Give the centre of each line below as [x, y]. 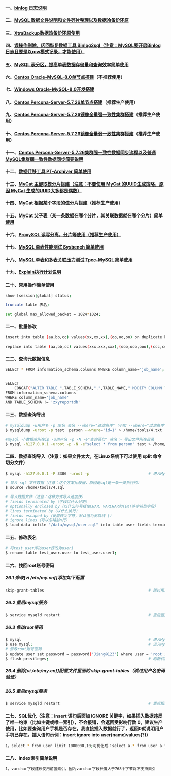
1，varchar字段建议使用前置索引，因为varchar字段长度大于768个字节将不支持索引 [80, 769]
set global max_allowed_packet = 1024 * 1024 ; [53, 314]
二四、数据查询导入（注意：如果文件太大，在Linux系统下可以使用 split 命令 [84, 456]
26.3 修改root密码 [24, 627]
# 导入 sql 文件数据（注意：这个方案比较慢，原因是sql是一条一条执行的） [73, 483]
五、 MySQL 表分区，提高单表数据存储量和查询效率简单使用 [67, 64]
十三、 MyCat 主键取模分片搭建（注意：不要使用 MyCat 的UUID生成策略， [82, 184]
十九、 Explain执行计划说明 [33, 272]
